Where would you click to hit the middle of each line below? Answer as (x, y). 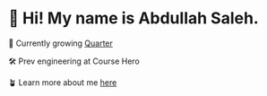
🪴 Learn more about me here (63, 82)
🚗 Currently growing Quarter (61, 43)
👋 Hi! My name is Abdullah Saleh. (133, 18)
